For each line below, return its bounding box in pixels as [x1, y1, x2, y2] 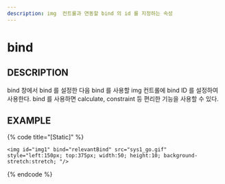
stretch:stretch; [7, 159, 57, 165]
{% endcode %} [7, 170, 53, 179]
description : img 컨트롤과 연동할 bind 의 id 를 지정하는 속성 [7, 10, 174, 17]
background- [163, 152, 198, 159]
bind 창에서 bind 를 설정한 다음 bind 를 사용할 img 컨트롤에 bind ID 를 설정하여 [7, 86, 218, 94]
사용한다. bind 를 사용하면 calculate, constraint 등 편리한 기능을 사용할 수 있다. [7, 94, 220, 103]
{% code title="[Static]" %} [7, 133, 84, 141]
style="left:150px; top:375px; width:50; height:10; [7, 152, 161, 159]
